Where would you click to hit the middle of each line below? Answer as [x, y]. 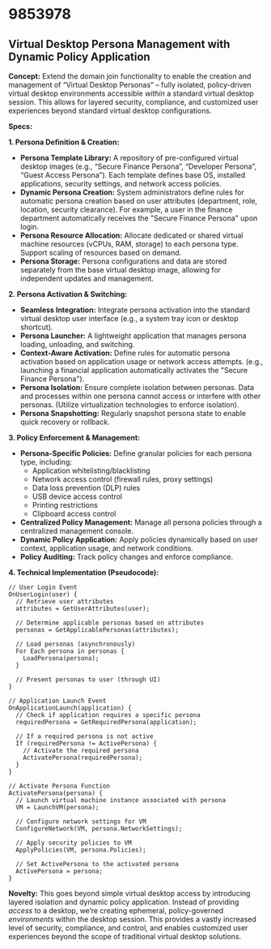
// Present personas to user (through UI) [88, 680]
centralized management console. [77, 531]
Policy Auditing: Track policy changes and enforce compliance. [127, 557]
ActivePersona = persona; [59, 871]
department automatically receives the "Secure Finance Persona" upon [139, 218]
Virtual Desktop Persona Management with [119, 44]
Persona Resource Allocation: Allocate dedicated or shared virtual [131, 235]
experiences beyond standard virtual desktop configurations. [110, 111]
